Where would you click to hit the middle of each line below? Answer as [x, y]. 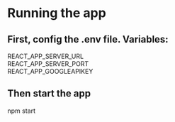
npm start [22, 111]
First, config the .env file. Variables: [88, 39]
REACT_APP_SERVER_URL [45, 56]
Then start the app [49, 94]
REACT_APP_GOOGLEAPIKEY [50, 71]
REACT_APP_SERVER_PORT [48, 64]
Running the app [57, 13]
